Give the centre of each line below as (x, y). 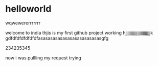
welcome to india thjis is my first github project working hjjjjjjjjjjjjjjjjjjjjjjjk (79, 32)
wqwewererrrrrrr (23, 23)
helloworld (28, 9)
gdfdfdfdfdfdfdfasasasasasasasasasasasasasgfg (57, 38)
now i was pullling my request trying (43, 58)
